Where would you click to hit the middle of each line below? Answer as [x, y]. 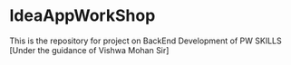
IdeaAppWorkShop [82, 16]
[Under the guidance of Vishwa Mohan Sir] [89, 50]
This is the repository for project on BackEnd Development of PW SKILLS [146, 41]
